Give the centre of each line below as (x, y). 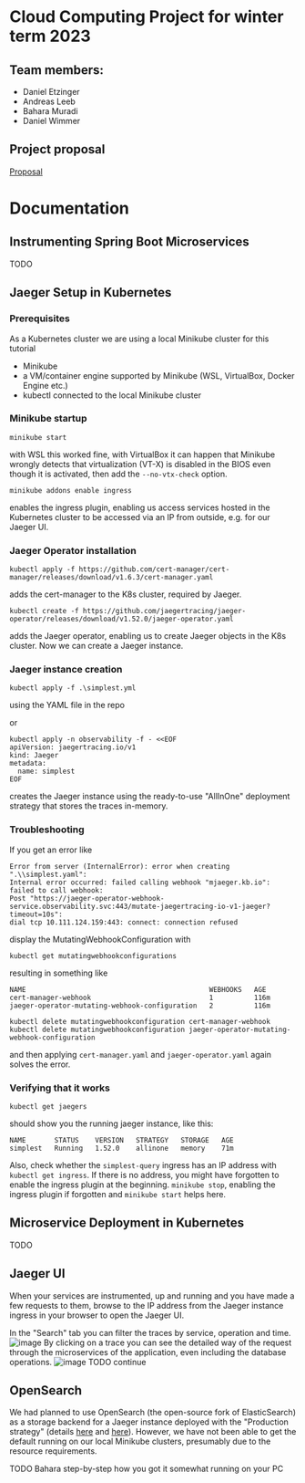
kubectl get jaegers (49, 1106)
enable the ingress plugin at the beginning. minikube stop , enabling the (142, 1185)
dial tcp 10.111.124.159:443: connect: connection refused (124, 922)
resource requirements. (53, 1451)
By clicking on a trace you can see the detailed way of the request (168, 1342)
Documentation (70, 208)
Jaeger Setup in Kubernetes (91, 292)
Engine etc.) (45, 385)
